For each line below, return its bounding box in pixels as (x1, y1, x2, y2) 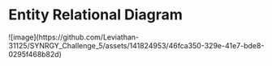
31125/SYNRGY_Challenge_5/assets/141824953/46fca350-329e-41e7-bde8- (8, 40, 265, 50)
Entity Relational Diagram (8, 6, 183, 24)
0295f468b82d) (8, 49, 63, 59)
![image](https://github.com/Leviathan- (8, 32, 140, 42)
